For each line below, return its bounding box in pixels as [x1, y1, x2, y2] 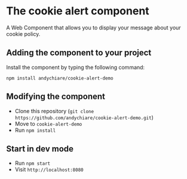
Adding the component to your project [6, 48, 152, 58]
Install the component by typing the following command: [6, 63, 145, 71]
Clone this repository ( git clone [14, 107, 94, 114]
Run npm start [14, 160, 51, 167]
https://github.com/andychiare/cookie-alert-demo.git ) [14, 114, 154, 121]
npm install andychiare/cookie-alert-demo [6, 75, 114, 81]
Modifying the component [6, 92, 106, 102]
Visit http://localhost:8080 [14, 166, 84, 173]
